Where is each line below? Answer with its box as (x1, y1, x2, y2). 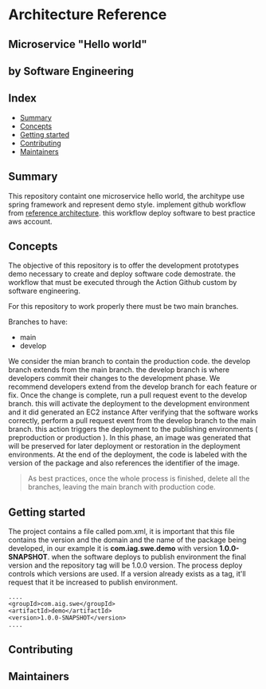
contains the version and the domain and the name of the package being (8, 535, 247, 544)
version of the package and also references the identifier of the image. (8, 458, 241, 468)
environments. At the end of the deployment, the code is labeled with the (8, 449, 248, 460)
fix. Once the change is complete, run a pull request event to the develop (8, 390, 248, 400)
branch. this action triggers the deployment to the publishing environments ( (8, 425, 258, 434)
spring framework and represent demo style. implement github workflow (8, 200, 247, 209)
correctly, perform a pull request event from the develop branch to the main (8, 416, 256, 426)
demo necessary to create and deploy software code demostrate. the (8, 269, 237, 279)
